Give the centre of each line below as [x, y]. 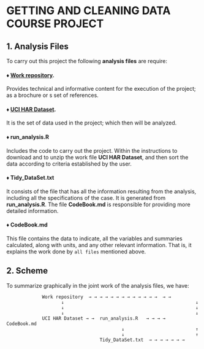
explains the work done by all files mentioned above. [76, 251]
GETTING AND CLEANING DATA [89, 11]
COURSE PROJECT [55, 24]
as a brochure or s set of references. [53, 95]
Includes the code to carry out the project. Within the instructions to [92, 150]
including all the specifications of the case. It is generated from [86, 198]
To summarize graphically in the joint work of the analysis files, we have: [98, 285]
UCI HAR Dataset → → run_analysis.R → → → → [104, 318]
